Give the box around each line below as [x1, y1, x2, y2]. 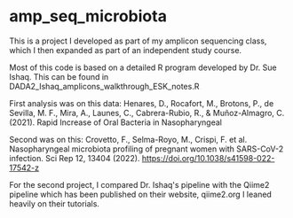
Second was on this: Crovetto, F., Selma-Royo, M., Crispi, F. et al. [9, 134, 248, 144]
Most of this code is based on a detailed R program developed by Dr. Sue [9, 62, 277, 73]
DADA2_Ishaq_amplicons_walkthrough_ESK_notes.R [9, 81, 200, 91]
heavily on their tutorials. [9, 198, 100, 209]
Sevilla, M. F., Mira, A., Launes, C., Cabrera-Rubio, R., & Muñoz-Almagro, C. [9, 107, 285, 118]
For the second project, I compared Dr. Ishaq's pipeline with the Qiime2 [9, 179, 270, 190]
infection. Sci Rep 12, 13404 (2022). [9, 152, 140, 163]
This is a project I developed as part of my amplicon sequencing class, [9, 35, 267, 46]
